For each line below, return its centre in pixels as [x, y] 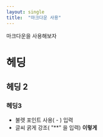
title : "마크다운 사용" [34, 18]
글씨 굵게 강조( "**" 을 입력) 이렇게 [56, 128]
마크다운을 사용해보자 [32, 36]
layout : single [25, 12]
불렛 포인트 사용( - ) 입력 [44, 120]
